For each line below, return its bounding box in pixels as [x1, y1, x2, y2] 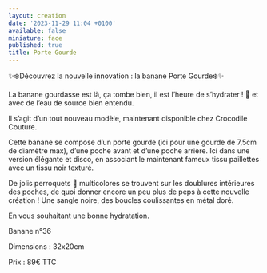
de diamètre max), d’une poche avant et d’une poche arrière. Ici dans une [8, 146, 250, 156]
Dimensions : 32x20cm [8, 242, 85, 251]
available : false [8, 26, 66, 34]
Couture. [8, 122, 38, 132]
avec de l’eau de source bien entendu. [8, 98, 134, 108]
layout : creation [8, 11, 66, 20]
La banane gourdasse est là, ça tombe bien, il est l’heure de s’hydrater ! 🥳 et [8, 89, 259, 99]
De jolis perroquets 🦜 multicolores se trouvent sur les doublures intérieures [8, 179, 255, 188]
